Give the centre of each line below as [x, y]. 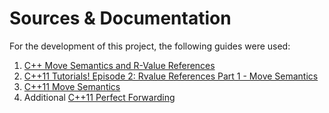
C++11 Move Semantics [72, 86]
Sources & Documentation [120, 18]
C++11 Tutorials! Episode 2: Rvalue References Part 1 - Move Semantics [171, 76]
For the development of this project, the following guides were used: [150, 46]
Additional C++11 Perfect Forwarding [99, 97]
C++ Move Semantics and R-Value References [119, 65]
